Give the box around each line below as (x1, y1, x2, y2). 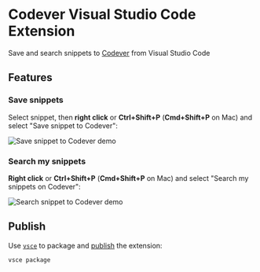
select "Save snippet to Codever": (8, 120, 118, 130)
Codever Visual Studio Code (8, 6, 196, 24)
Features (8, 71, 53, 84)
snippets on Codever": (8, 182, 81, 191)
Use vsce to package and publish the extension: (8, 241, 163, 250)
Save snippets (8, 94, 64, 105)
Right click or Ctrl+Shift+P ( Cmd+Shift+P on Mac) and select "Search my (8, 173, 249, 182)
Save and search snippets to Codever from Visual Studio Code (8, 48, 211, 57)
